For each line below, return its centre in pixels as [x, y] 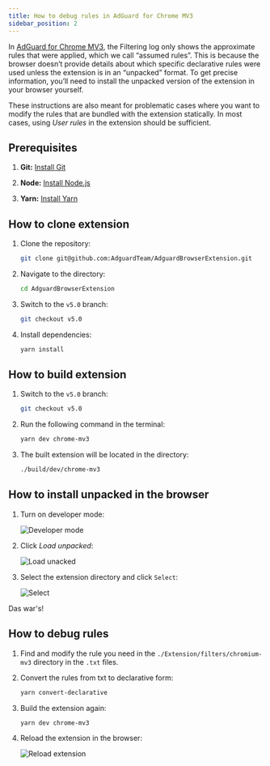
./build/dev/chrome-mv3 [60, 470]
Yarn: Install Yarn [49, 198]
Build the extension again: [63, 708]
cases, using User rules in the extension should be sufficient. [110, 122]
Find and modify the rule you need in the [88, 653]
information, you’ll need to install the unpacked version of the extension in [131, 81]
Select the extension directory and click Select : [99, 577]
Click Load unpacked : [57, 545]
